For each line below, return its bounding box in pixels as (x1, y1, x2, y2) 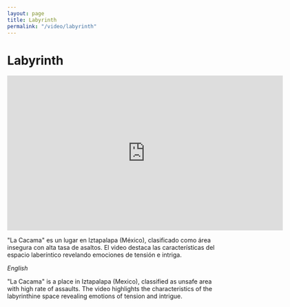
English (7, 264, 28, 273)
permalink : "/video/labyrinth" (7, 23, 97, 30)
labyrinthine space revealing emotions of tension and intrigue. (7, 292, 183, 300)
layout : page (7, 10, 45, 17)
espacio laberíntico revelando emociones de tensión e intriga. (7, 251, 183, 259)
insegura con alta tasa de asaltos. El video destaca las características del (7, 244, 215, 252)
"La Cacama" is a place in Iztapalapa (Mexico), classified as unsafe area (7, 277, 212, 286)
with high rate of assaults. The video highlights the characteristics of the (7, 285, 213, 293)
